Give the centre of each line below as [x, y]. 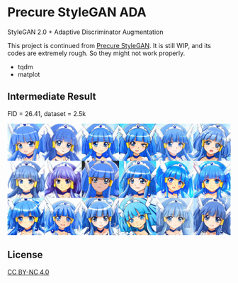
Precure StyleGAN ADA [77, 12]
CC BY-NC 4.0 [28, 272]
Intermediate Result [52, 97]
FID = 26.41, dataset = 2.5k [47, 113]
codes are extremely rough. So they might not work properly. [96, 53]
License [25, 255]
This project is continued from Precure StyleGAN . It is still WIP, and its [109, 45]
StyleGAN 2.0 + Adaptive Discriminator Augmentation [85, 32]
